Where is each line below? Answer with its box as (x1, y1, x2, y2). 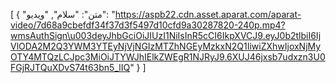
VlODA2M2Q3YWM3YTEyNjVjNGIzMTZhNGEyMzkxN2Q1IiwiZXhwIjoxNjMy (10, 40, 322, 52)
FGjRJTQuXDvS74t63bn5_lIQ (10, 62, 131, 73)
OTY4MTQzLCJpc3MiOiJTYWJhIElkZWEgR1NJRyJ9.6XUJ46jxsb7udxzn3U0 (10, 51, 326, 63)
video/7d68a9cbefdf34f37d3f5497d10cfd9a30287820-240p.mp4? (10, 19, 286, 31)
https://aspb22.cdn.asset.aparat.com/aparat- (114, 9, 302, 20)
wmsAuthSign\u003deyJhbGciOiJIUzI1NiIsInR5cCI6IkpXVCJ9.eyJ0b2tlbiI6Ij (10, 30, 322, 41)
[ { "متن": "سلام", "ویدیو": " (10, 9, 116, 20)
